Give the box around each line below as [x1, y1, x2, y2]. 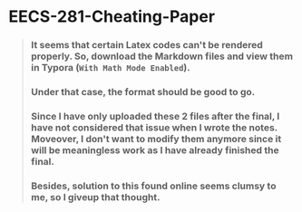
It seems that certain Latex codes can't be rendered [30, 39, 264, 52]
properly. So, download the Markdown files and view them [30, 50, 294, 63]
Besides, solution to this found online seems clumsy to [30, 179, 277, 192]
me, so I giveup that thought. [30, 190, 161, 203]
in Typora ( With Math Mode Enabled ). [30, 62, 191, 74]
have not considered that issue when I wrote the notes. [30, 120, 278, 133]
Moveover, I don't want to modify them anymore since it [30, 132, 282, 145]
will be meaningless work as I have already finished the [30, 143, 279, 156]
